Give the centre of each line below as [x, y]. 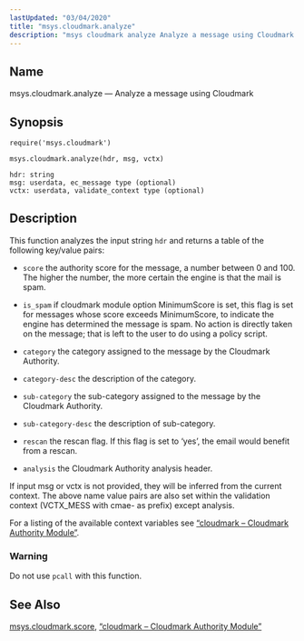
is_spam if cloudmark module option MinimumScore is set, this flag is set [157, 305]
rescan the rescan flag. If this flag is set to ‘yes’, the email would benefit [156, 441]
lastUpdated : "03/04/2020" [60, 18]
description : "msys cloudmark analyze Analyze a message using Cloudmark [152, 35]
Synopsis [36, 122]
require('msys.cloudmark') [60, 143]
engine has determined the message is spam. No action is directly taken [157, 324]
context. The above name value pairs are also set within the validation [140, 496]
